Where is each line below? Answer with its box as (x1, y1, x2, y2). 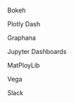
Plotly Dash (7, 20, 41, 28)
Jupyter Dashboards (7, 48, 67, 55)
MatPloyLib (7, 61, 40, 70)
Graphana (7, 33, 37, 42)
